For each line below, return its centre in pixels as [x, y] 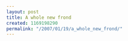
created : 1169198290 [32, 23]
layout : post [23, 12]
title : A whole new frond [39, 17]
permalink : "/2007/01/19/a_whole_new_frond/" [64, 29]
